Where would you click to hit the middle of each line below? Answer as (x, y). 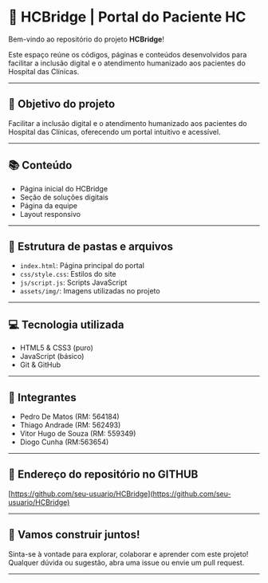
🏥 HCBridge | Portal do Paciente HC (127, 17)
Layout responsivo (50, 214)
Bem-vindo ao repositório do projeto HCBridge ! (87, 39)
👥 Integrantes (43, 398)
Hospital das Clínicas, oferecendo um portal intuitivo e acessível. (114, 132)
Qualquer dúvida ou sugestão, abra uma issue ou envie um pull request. (126, 562)
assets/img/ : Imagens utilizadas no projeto (90, 291)
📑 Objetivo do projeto (62, 104)
